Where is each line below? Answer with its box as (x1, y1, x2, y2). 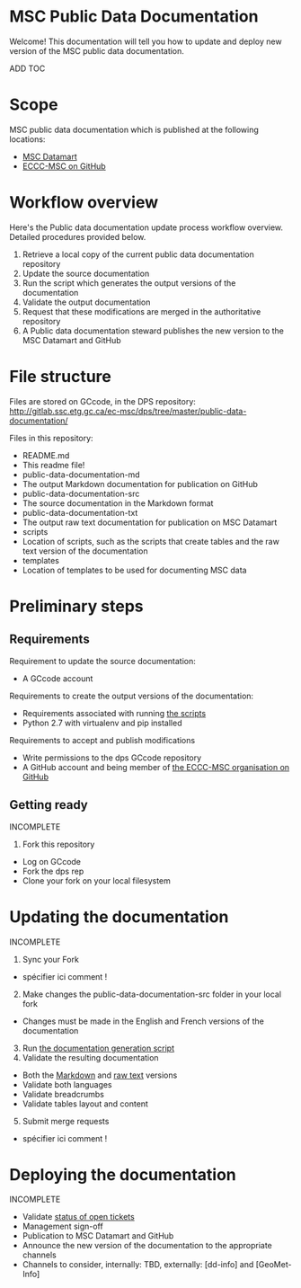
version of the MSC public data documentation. (9, 45, 184, 56)
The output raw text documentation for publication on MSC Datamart (22, 517, 278, 528)
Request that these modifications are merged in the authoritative (22, 306, 261, 316)
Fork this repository (22, 839, 95, 849)
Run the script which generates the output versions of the (22, 277, 236, 289)
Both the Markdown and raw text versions (22, 1070, 178, 1080)
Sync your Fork (22, 954, 79, 964)
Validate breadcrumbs (22, 1088, 105, 1099)
